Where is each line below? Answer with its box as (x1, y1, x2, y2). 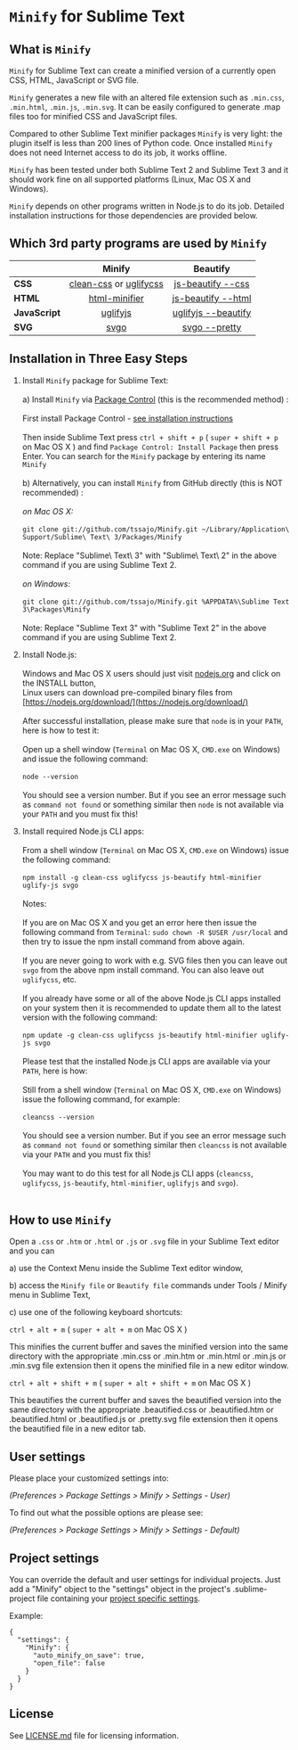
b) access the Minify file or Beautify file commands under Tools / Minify (9, 1280, 287, 1291)
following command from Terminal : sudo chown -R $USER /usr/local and (21, 926, 288, 937)
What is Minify (9, 42, 92, 57)
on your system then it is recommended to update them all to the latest (21, 1002, 282, 1013)
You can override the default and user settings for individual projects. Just (9, 1574, 281, 1585)
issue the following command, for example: (21, 1094, 181, 1105)
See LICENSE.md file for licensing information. (9, 1729, 180, 1740)
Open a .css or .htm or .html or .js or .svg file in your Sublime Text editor (9, 1237, 280, 1247)
